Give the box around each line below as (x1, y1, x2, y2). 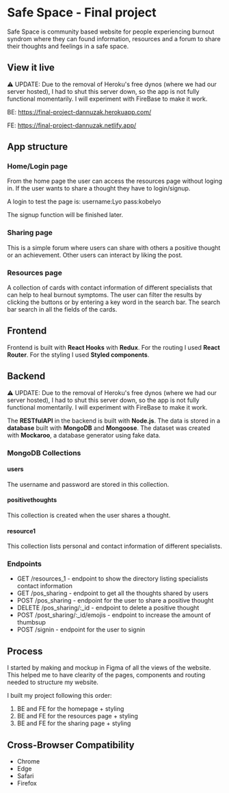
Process (7, 645, 43, 657)
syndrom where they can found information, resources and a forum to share (7, 34, 221, 42)
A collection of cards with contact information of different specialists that (7, 284, 213, 292)
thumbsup (16, 618, 46, 627)
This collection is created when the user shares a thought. (7, 511, 171, 519)
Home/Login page (7, 162, 68, 171)
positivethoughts (7, 496, 57, 504)
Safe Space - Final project (7, 5, 157, 21)
